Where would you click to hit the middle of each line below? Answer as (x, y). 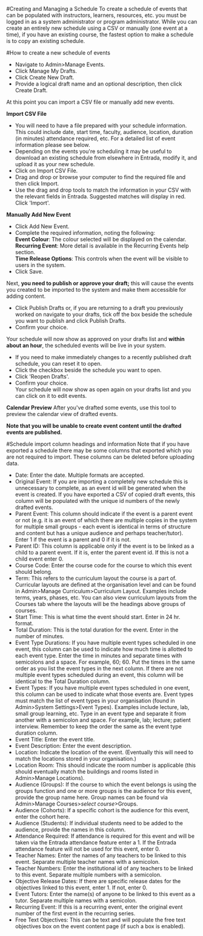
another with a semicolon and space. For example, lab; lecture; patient (103, 720)
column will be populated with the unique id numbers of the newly (97, 501)
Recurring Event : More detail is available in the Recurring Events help (102, 246)
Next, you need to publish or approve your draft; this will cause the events (100, 283)
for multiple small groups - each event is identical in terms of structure (103, 527)
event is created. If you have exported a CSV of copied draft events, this (105, 494)
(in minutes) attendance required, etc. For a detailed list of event (95, 138)
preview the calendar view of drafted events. (62, 414)
